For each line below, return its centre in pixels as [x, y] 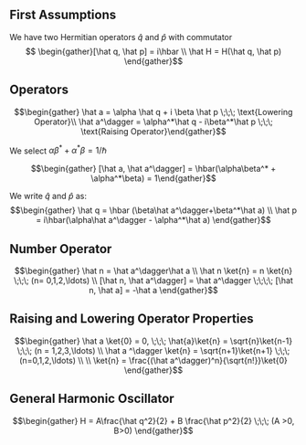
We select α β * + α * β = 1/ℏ [58, 150]
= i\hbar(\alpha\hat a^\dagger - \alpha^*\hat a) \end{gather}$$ [153, 220]
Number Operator [61, 249]
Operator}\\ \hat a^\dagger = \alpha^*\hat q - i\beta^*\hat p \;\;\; [153, 122]
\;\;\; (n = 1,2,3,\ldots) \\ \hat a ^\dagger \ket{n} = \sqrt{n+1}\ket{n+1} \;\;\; [153, 350]
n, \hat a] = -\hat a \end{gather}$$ [153, 291]
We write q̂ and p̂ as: [48, 196]
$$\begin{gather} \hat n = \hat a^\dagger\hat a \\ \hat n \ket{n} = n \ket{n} [153, 271]
